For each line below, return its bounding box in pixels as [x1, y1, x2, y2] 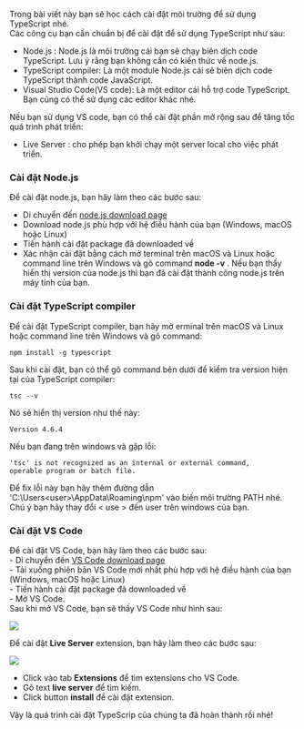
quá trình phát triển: [9, 121, 84, 132]
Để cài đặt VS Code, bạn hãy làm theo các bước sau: [9, 544, 208, 555]
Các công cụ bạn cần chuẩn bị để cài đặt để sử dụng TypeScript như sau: [9, 28, 286, 38]
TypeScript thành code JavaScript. [22, 75, 153, 86]
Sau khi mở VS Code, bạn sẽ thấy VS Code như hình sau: [9, 602, 223, 613]
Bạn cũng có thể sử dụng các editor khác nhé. [22, 94, 197, 105]
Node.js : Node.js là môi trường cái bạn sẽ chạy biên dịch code [22, 46, 258, 56]
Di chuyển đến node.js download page [22, 209, 167, 220]
